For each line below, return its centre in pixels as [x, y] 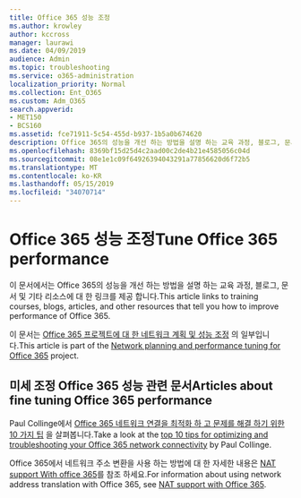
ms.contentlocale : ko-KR [56, 176]
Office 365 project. [44, 356]
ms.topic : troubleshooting [60, 68]
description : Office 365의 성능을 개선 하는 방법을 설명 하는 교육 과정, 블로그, [145, 142]
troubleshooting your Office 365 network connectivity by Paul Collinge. [140, 444]
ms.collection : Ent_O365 [56, 92]
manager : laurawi [42, 43]
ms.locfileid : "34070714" [57, 193]
